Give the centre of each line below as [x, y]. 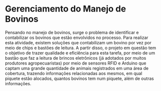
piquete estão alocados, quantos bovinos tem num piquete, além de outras [80, 78]
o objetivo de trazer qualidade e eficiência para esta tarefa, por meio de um [80, 53]
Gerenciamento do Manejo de [66, 9]
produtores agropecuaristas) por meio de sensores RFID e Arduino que [76, 63]
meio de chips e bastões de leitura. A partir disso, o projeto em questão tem [80, 48]
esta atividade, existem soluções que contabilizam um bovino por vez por [78, 42]
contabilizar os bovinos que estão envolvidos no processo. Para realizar [77, 38]
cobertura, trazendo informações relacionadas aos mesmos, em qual [74, 73]
